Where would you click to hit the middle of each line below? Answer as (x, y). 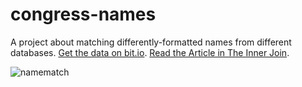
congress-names (83, 14)
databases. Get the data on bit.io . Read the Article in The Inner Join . (150, 52)
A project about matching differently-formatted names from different (151, 42)
